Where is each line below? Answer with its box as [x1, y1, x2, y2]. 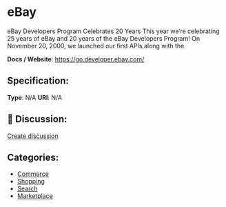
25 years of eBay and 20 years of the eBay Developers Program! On [7, 34, 201, 42]
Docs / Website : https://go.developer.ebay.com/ [7, 55, 145, 63]
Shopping [17, 177, 45, 186]
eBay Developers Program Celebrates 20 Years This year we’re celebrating [7, 27, 220, 35]
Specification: [7, 75, 69, 87]
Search [17, 184, 38, 193]
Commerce [17, 170, 50, 178]
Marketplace [17, 192, 53, 200]
